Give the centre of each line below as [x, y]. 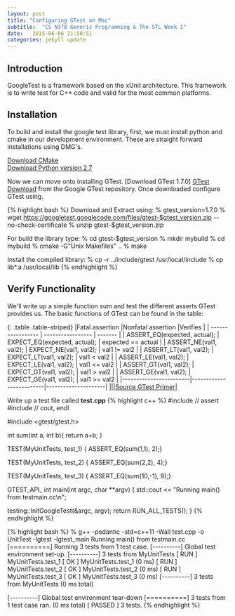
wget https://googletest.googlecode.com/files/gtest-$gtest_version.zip [110, 217]
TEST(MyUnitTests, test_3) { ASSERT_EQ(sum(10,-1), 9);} [89, 476]
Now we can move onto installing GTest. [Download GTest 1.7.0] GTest [108, 181]
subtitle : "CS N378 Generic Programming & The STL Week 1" [97, 27]
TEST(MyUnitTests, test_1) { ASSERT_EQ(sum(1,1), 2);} [85, 448]
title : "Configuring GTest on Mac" [59, 20]
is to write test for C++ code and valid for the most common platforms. [109, 93]
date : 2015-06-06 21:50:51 [50, 33]
